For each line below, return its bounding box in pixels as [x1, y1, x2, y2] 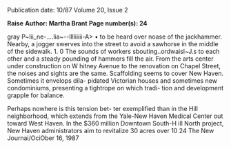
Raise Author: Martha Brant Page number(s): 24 [7, 19, 148, 27]
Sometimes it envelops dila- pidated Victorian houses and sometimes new [7, 77, 218, 85]
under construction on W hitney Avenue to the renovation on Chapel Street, [7, 62, 221, 70]
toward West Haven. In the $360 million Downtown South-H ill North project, [7, 119, 224, 127]
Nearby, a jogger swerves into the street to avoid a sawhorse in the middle [7, 40, 219, 48]
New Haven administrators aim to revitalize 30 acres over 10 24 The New [7, 127, 214, 135]
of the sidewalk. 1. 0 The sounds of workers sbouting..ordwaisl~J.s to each [7, 48, 220, 55]
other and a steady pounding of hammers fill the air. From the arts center [7, 54, 214, 63]
